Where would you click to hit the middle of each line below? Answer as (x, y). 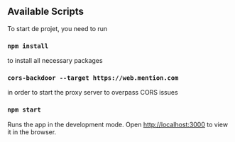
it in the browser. (32, 132)
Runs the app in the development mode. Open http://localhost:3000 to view (118, 124)
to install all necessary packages (55, 61)
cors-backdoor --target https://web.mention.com (93, 78)
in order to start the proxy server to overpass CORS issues (93, 93)
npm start (24, 110)
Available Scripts (45, 12)
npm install (28, 46)
